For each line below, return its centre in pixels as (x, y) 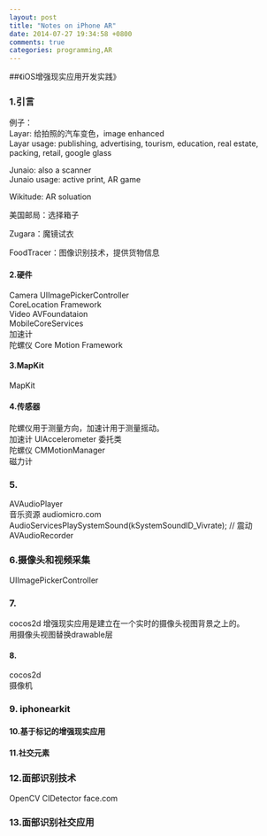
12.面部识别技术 (43, 778)
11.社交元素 (30, 753)
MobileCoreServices (46, 323)
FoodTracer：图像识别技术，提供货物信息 (84, 252)
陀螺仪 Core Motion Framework (66, 344)
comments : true (37, 42)
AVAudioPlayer (36, 504)
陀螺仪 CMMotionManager (57, 450)
